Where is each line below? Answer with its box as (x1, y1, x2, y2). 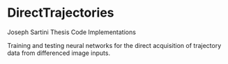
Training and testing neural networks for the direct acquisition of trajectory (7, 41, 222, 49)
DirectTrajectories (7, 5, 114, 21)
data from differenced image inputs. (7, 49, 110, 57)
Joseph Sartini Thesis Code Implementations (7, 28, 136, 36)
